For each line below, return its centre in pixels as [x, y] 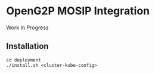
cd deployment [24, 60]
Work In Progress [27, 27]
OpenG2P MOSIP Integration [78, 11]
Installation [27, 46]
